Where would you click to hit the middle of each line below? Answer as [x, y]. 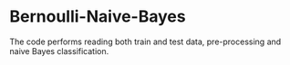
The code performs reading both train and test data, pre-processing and [145, 42]
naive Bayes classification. [59, 51]
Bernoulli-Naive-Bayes [98, 17]
